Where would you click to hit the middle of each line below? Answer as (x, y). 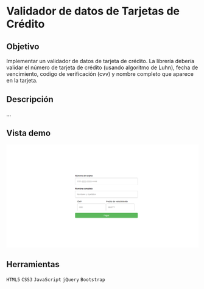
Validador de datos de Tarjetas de (93, 11)
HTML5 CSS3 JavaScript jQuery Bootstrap (56, 280)
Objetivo (23, 46)
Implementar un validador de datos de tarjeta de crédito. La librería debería (100, 61)
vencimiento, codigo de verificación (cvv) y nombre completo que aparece (100, 74)
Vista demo (28, 133)
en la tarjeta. (22, 80)
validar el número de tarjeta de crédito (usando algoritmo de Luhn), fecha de (102, 67)
